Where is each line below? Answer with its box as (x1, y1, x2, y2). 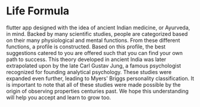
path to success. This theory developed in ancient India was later (6, 56, 167, 63)
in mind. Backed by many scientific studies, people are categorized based (6, 30, 188, 37)
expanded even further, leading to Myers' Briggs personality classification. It (6, 75, 195, 82)
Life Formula (6, 4, 70, 18)
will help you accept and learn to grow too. (6, 94, 112, 101)
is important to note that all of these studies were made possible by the (6, 81, 181, 88)
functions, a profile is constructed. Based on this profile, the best (6, 43, 166, 50)
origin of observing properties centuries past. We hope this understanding (6, 87, 189, 94)
